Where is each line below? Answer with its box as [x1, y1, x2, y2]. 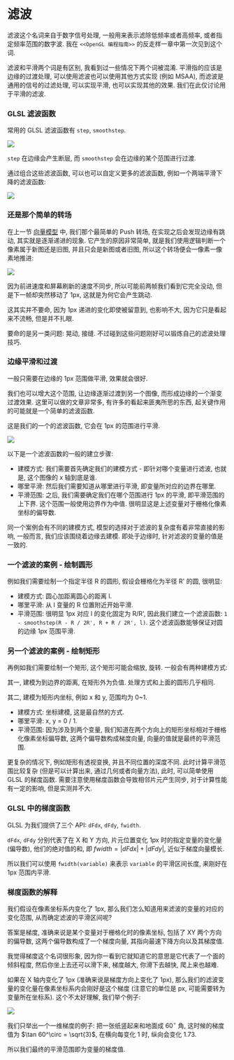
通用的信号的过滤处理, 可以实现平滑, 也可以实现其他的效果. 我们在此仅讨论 [7, 81, 220, 89]
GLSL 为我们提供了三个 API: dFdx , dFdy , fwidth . [7, 820, 141, 829]
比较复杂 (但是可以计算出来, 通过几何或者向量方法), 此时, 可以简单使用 [13, 766, 214, 775]
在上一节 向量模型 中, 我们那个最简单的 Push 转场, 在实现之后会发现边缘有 [7, 227, 219, 235]
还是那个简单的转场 [7, 210, 72, 220]
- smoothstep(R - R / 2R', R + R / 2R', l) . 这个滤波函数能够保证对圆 [17, 618, 224, 627]
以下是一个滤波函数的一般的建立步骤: [7, 449, 114, 457]
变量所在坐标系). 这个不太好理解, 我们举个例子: [7, 993, 141, 1002]
